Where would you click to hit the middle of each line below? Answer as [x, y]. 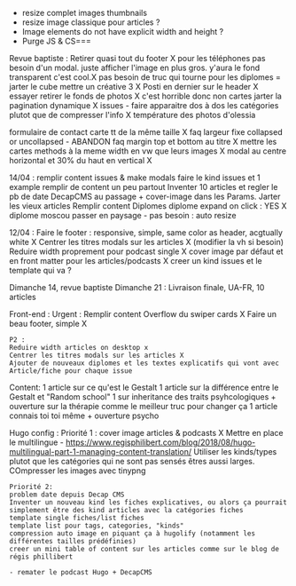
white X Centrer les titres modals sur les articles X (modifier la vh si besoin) [147, 242]
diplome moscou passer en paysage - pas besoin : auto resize [123, 215]
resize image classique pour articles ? [91, 22]
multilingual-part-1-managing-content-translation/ [101, 451]
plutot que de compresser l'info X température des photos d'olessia [132, 115]
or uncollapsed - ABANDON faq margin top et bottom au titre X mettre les [143, 142]
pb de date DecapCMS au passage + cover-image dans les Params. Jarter [145, 196]
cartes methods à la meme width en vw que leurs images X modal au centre [148, 151]
